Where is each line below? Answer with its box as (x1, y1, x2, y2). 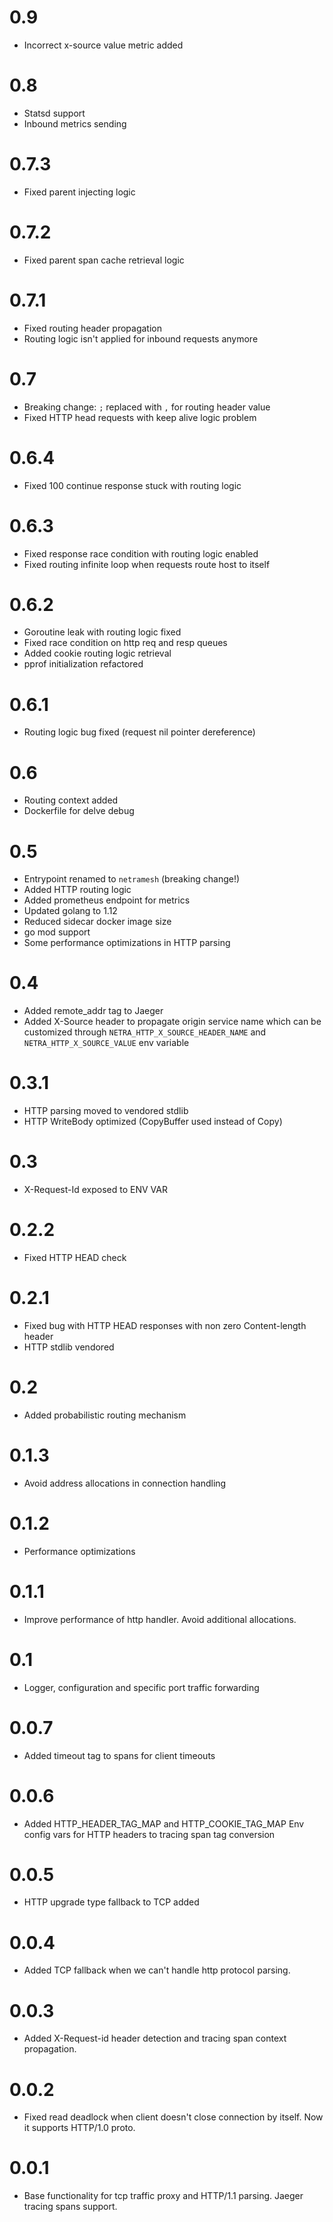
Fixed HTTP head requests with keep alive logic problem (23, 411, 257, 423)
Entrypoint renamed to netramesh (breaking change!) (23, 873, 241, 885)
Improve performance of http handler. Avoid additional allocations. (23, 1613, 297, 1625)
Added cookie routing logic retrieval (23, 647, 172, 660)
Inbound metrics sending (23, 117, 127, 130)
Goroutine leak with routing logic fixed (23, 626, 182, 638)
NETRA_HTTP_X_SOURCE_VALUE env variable (23, 1037, 190, 1049)
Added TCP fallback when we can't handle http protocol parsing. (23, 1964, 291, 1976)
